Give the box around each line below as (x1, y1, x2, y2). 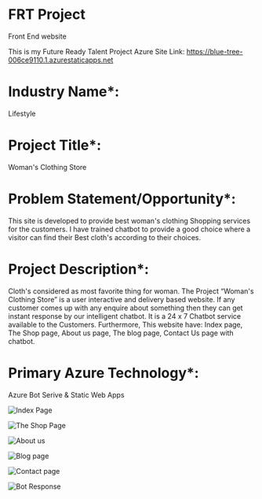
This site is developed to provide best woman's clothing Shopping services (8, 216, 251, 225)
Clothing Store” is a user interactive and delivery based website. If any (8, 294, 235, 304)
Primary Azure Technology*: (8, 364, 199, 382)
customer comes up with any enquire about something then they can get (8, 303, 243, 312)
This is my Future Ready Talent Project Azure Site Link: (8, 46, 185, 56)
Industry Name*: (8, 83, 120, 101)
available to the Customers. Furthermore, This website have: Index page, (8, 320, 243, 329)
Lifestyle (8, 109, 36, 118)
